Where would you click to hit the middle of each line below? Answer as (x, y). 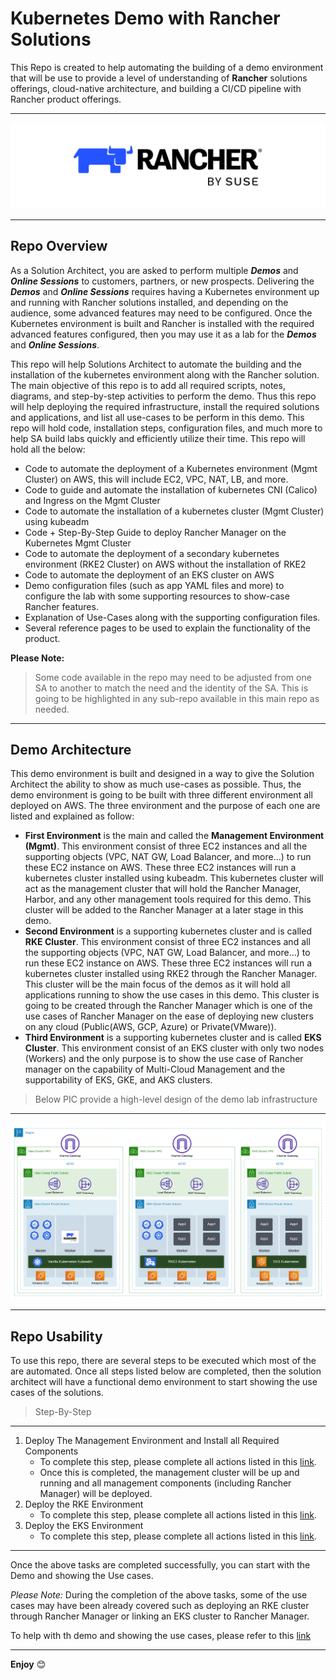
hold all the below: (48, 449)
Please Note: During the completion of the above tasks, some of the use (159, 1595)
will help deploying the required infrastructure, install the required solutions (165, 406)
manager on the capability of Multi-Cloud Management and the (155, 1069)
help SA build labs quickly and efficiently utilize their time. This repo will (158, 438)
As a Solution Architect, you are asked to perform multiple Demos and (154, 270)
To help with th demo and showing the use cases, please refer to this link (161, 1636)
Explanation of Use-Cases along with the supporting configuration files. (172, 617)
